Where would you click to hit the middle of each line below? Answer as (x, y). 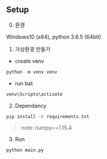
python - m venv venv (32, 72)
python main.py (25, 150)
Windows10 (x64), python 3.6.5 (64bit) (54, 37)
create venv (30, 61)
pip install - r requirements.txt (48, 116)
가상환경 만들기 (33, 49)
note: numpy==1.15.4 (46, 128)
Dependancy (30, 105)
